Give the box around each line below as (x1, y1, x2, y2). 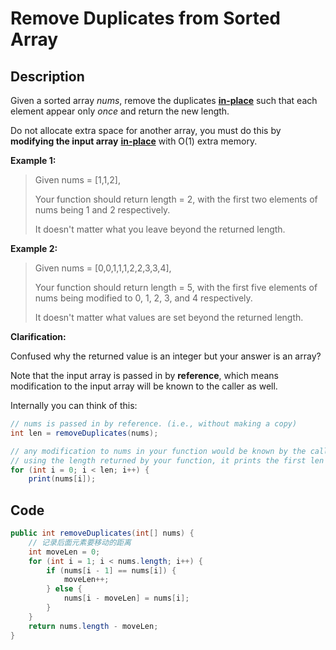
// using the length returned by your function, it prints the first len (10, 455, 325, 466)
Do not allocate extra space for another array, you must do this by (10, 125, 282, 136)
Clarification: (10, 331, 67, 342)
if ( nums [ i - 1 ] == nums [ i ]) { (46, 565, 177, 576)
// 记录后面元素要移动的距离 (28, 537, 132, 547)
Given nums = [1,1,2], (34, 174, 121, 186)
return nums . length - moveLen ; (28, 621, 159, 631)
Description (10, 68, 85, 85)
